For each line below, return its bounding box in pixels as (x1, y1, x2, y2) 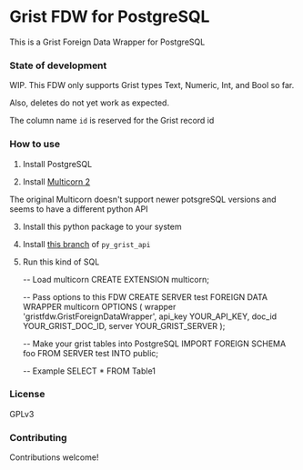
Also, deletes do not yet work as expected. (9, 97, 170, 108)
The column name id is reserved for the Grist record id (9, 115, 215, 126)
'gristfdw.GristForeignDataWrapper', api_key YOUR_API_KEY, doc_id (22, 311, 278, 322)
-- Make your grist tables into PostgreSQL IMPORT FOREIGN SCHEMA (22, 338, 287, 349)
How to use (9, 138, 61, 151)
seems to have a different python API (9, 203, 148, 215)
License (9, 388, 45, 401)
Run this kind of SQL (22, 256, 100, 267)
